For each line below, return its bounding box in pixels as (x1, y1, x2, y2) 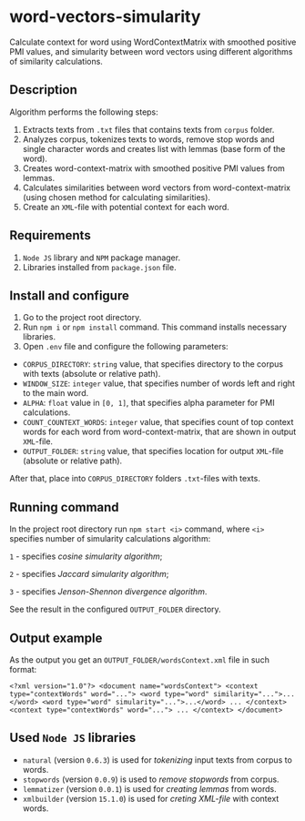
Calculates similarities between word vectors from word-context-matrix (22, 182, 291, 193)
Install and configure (9, 288, 129, 303)
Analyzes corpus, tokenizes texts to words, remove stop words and (22, 134, 275, 145)
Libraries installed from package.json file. (22, 261, 177, 272)
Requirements (9, 228, 91, 243)
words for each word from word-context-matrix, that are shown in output (22, 426, 297, 438)
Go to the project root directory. (22, 312, 142, 323)
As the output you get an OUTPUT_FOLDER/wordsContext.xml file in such (9, 654, 270, 665)
